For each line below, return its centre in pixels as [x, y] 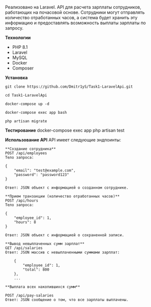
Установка [16, 78]
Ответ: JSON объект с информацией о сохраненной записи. [65, 235]
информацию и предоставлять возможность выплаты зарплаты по [75, 23]
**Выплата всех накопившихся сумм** [43, 287]
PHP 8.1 [20, 47]
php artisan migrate [26, 121]
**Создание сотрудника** [30, 149]
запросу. [14, 28]
